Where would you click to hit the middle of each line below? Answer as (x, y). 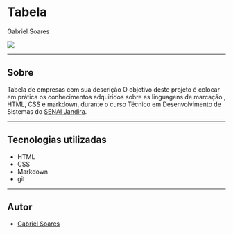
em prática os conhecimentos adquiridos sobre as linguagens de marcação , (116, 97)
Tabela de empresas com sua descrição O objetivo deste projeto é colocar (114, 89)
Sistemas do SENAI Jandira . (47, 111)
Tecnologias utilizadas (57, 140)
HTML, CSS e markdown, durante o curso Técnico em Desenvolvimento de (114, 104)
